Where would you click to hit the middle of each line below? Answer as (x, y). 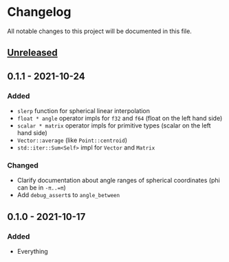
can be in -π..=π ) (42, 188)
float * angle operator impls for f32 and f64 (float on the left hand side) (120, 119)
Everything (32, 251)
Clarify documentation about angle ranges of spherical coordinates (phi (118, 181)
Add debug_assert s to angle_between (68, 195)
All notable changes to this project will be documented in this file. (100, 31)
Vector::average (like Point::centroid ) (72, 140)
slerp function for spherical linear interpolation (83, 111)
